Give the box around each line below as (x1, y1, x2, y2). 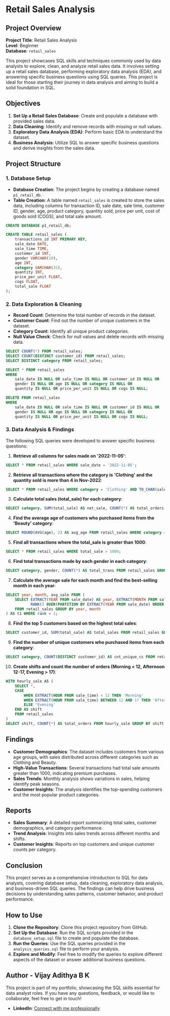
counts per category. (13, 846, 57, 852)
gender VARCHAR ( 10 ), (15, 256, 58, 261)
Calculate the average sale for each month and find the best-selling (13, 577, 158, 583)
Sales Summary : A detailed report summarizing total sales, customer (13, 820, 157, 826)
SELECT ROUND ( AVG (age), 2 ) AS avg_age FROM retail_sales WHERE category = (6, 530, 166, 535)
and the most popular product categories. (13, 791, 100, 798)
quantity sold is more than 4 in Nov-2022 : (13, 477, 102, 483)
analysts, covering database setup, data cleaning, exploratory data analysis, (6, 880, 164, 886)
